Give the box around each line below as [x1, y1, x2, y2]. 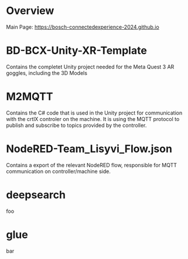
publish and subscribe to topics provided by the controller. [6, 122, 147, 129]
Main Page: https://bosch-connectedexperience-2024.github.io [6, 23, 159, 30]
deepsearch [6, 188, 66, 201]
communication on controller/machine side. [6, 168, 111, 175]
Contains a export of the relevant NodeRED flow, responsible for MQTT [6, 161, 177, 168]
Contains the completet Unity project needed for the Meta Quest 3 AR [6, 63, 175, 70]
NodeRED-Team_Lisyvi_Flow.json [6, 142, 173, 156]
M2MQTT [6, 90, 54, 103]
